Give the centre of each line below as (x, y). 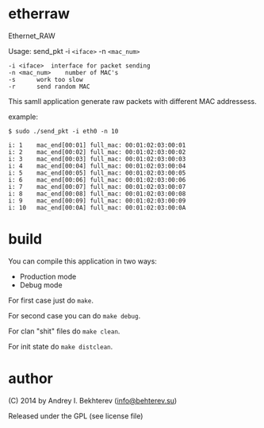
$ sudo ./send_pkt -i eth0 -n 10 (63, 131)
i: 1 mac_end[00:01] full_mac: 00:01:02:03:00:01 (97, 145)
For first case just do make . (51, 300)
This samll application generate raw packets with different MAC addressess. (132, 101)
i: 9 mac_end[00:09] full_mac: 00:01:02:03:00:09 (97, 201)
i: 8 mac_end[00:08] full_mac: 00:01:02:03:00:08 (97, 194)
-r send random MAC (49, 87)
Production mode (48, 276)
